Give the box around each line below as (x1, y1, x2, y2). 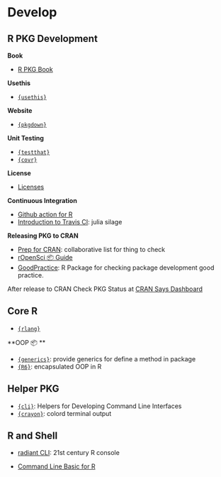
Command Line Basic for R (17, 462, 96, 471)
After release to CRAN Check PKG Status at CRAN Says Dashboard (7, 285, 203, 293)
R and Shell (7, 430, 58, 442)
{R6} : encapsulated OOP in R (17, 362, 102, 371)
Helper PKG (7, 383, 59, 395)
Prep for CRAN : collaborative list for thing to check (17, 246, 166, 253)
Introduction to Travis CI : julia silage (17, 218, 123, 226)
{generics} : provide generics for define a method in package (17, 354, 196, 363)
